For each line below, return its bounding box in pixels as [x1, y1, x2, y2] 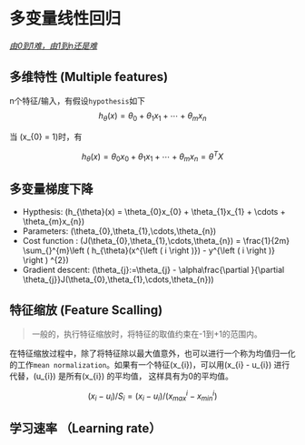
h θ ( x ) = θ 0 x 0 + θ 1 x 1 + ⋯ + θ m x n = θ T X [81, 149, 224, 164]
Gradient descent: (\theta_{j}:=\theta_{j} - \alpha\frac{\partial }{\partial [22, 264, 285, 275]
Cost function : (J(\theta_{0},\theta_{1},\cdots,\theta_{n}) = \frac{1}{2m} [22, 235, 290, 246]
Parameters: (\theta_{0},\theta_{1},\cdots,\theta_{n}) [22, 225, 217, 237]
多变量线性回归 [9, 8, 122, 29]
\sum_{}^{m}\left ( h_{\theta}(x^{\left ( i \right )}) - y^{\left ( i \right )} [22, 245, 275, 256]
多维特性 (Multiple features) [9, 69, 169, 85]
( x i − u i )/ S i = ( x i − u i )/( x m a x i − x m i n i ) [87, 389, 218, 403]
